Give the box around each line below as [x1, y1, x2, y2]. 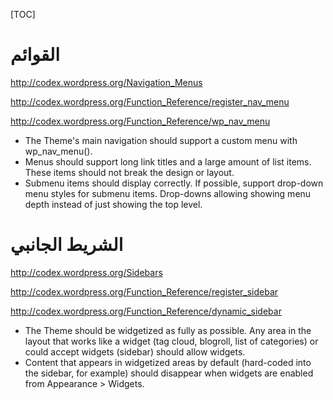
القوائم [10, 44, 61, 66]
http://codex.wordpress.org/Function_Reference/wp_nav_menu [10, 115, 271, 127]
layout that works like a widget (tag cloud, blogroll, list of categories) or [24, 335, 319, 347]
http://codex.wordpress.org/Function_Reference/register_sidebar [10, 285, 279, 298]
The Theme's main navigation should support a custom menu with [24, 134, 298, 146]
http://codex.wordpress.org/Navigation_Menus [10, 76, 203, 88]
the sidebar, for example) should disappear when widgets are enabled [24, 367, 314, 379]
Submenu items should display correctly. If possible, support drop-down [24, 177, 324, 189]
